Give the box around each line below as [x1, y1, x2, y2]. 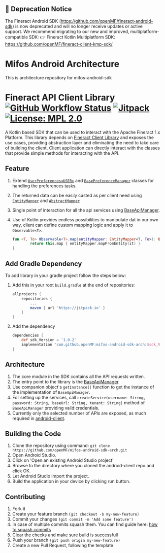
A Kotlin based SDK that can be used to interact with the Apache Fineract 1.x [5, 129, 160, 135]
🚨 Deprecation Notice [5, 5, 72, 13]
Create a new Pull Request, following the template [12, 543, 113, 549]
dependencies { [12, 333, 44, 338]
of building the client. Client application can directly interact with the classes [5, 145, 160, 151]
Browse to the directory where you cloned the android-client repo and [12, 463, 155, 469]
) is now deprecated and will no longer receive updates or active [12, 23, 143, 29]
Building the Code [5, 429, 62, 438]
